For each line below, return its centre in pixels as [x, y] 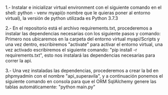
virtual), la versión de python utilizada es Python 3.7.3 [62, 18]
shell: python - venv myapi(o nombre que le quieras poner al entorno [78, 13]
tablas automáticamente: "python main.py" [50, 87]
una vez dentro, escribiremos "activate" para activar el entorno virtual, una [84, 44]
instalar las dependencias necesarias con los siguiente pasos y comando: [83, 33]
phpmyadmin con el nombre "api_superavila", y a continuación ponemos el [84, 76]
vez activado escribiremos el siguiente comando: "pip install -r [71, 50]
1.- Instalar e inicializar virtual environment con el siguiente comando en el [83, 7]
